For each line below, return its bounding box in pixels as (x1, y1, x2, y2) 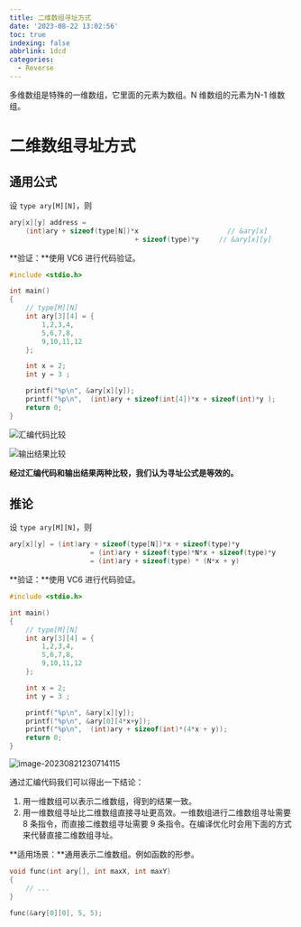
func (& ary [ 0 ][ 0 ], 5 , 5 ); (9, 908, 103, 917)
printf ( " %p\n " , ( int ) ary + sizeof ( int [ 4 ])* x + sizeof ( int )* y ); (25, 394, 277, 403)
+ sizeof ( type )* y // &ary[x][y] (133, 235, 272, 244)
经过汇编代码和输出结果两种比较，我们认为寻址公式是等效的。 (9, 467, 239, 478)
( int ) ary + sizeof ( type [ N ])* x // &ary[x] (25, 227, 269, 236)
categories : (9, 55, 54, 64)
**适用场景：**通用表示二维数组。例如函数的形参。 (9, 849, 200, 860)
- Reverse (17, 64, 54, 73)
